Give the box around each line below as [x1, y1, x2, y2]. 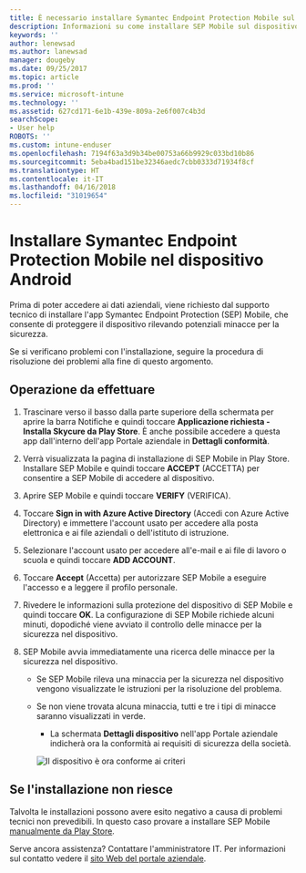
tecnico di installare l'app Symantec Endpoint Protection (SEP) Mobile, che [9, 309, 289, 320]
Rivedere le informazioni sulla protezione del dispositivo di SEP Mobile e [22, 599, 293, 611]
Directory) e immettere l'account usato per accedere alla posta [22, 517, 259, 529]
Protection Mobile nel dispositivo [9, 250, 264, 271]
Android [9, 270, 73, 290]
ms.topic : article [9, 73, 79, 82]
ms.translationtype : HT [9, 166, 100, 175]
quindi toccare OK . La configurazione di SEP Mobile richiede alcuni [22, 609, 275, 620]
